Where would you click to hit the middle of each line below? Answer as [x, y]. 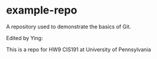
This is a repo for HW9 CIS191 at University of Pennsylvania [78, 49]
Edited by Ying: [25, 38]
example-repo [42, 10]
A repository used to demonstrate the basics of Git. [69, 27]
